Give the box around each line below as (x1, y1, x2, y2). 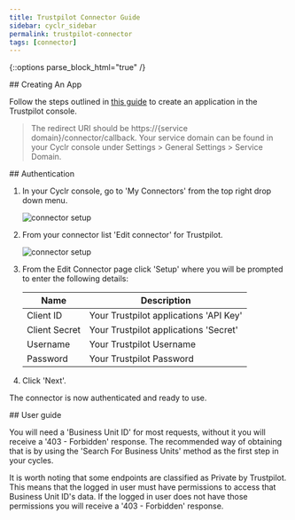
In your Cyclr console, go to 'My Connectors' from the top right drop (21, 185, 272, 196)
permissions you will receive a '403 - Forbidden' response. (9, 500, 224, 511)
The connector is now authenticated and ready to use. (9, 392, 207, 404)
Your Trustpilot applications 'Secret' (89, 324, 239, 336)
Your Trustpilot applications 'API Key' (89, 310, 243, 322)
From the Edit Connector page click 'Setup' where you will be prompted (21, 264, 283, 275)
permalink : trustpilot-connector (9, 29, 133, 38)
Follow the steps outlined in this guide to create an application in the (9, 97, 258, 107)
